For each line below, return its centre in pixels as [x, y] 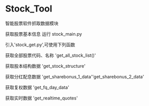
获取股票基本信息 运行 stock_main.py [44, 34]
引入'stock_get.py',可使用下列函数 [40, 44]
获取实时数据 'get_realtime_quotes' [42, 98]
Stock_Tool [29, 9]
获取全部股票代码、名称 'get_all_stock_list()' [51, 55]
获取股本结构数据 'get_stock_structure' [45, 66]
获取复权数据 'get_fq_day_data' [37, 87]
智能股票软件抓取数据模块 [32, 23]
